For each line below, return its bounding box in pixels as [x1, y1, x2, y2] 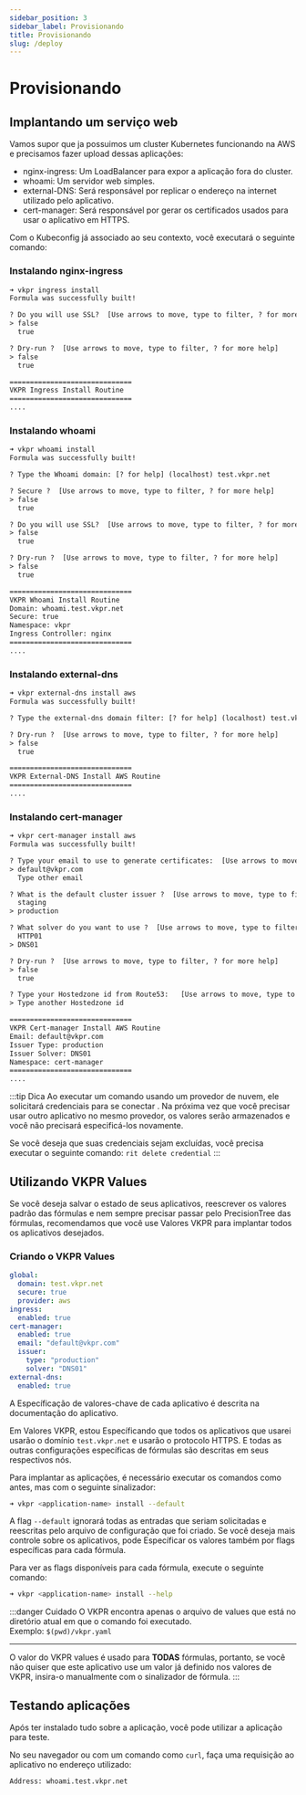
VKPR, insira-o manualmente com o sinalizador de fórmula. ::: [9, 1672, 240, 1683]
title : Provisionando [9, 30, 92, 39]
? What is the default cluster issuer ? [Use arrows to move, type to [9, 889, 287, 899]
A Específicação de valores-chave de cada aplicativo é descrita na [9, 1398, 260, 1409]
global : [9, 1271, 39, 1280]
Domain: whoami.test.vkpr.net [9, 604, 125, 613]
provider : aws [17, 1296, 71, 1306]
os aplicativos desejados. [9, 1227, 105, 1238]
